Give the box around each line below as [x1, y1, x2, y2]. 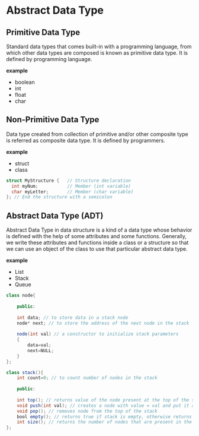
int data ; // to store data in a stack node [17, 314, 129, 321]
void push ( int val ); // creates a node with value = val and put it [17, 402, 190, 409]
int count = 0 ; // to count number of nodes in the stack [17, 375, 158, 381]
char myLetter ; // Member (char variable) [11, 188, 134, 195]
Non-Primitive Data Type [6, 115, 99, 125]
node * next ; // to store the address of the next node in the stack [17, 320, 190, 326]
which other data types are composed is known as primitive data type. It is [6, 49, 188, 56]
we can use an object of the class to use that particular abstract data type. [6, 245, 188, 252]
